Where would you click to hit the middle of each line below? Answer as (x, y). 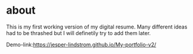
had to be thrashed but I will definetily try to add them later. (79, 33)
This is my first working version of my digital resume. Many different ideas (97, 27)
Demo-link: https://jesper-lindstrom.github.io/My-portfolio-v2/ (81, 45)
